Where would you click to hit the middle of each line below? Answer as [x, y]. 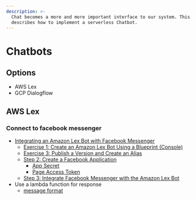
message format [43, 191]
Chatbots [29, 51]
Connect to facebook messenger [54, 128]
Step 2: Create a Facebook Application [70, 160]
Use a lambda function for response [58, 184]
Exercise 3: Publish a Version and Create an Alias [83, 153]
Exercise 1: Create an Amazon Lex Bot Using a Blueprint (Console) [103, 147]
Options [21, 73]
